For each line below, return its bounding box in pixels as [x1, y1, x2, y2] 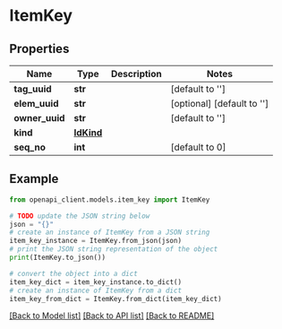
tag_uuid [13, 82, 52, 95]
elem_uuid [13, 98, 59, 109]
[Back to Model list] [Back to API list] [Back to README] [9, 310, 215, 321]
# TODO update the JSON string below [9, 212, 150, 221]
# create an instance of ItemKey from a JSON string [9, 228, 210, 238]
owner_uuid [13, 112, 65, 124]
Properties [9, 41, 70, 56]
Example [9, 171, 59, 186]
